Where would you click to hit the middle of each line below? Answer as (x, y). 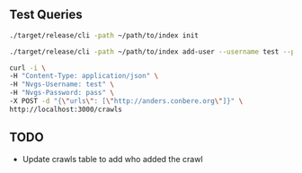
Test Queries (46, 15)
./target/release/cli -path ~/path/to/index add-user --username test (144, 52)
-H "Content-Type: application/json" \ (84, 76)
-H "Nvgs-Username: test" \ (62, 84)
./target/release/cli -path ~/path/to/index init (104, 35)
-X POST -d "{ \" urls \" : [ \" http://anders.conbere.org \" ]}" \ (126, 101)
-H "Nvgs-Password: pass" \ (62, 93)
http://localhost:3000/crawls (66, 109)
